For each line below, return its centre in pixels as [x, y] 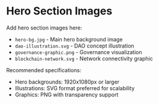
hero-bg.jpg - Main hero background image [69, 39]
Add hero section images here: [44, 28]
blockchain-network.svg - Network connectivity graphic [84, 58]
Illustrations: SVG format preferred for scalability [75, 88]
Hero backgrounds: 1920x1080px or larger [67, 82]
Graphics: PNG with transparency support [67, 94]
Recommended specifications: [44, 70]
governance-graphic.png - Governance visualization [78, 52]
